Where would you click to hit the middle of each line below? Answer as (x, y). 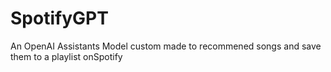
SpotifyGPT (59, 18)
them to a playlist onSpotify (66, 56)
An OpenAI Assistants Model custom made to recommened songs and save (166, 46)
